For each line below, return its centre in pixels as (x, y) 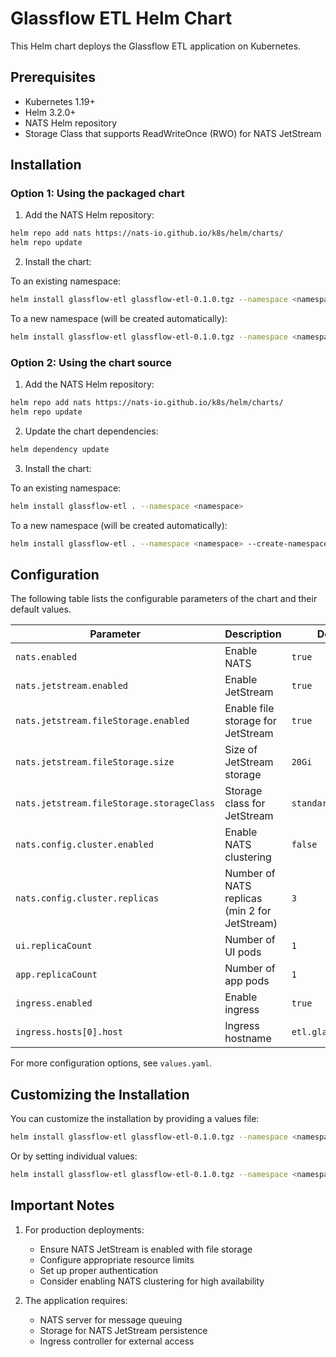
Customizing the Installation (100, 1094)
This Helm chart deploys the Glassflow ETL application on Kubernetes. (156, 46)
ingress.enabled (54, 1003)
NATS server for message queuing (111, 1319)
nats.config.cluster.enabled (84, 845)
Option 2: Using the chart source (91, 362)
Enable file (249, 709)
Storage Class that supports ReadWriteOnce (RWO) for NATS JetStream (173, 133)
